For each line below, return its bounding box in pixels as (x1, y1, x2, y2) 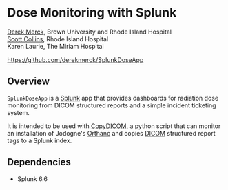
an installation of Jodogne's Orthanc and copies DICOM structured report (7, 129, 216, 137)
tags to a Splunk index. (7, 136, 72, 145)
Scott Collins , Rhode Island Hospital (7, 34, 109, 43)
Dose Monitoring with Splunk (7, 5, 177, 21)
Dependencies (7, 156, 71, 168)
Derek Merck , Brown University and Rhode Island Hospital (7, 28, 172, 36)
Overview (7, 76, 50, 87)
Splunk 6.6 (17, 174, 48, 183)
